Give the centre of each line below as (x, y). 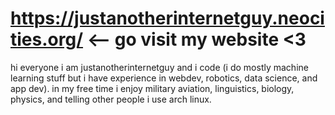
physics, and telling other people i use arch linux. (111, 99)
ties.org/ (47, 39)
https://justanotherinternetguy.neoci (167, 18)
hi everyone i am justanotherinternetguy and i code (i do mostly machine (159, 67)
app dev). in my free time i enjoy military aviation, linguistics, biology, (152, 88)
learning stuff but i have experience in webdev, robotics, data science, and (164, 78)
